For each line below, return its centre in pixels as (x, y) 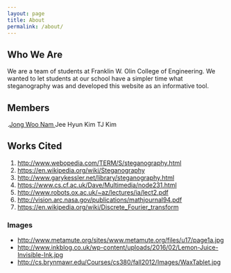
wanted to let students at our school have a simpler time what (95, 79)
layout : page (26, 14)
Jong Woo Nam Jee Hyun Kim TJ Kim (63, 124)
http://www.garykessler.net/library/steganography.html (96, 177)
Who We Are (35, 54)
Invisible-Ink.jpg (40, 255)
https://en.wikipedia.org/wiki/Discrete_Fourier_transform (98, 207)
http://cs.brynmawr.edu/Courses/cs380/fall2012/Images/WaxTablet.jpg (119, 262)
